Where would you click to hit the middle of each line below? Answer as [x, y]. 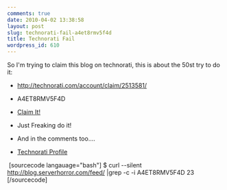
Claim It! [29, 112]
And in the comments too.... [56, 139]
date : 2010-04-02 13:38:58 [46, 20]
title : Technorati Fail [41, 39]
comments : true [29, 13]
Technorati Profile [42, 152]
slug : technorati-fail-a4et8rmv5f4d [59, 33]
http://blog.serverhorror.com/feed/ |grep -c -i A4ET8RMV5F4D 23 [100, 173]
